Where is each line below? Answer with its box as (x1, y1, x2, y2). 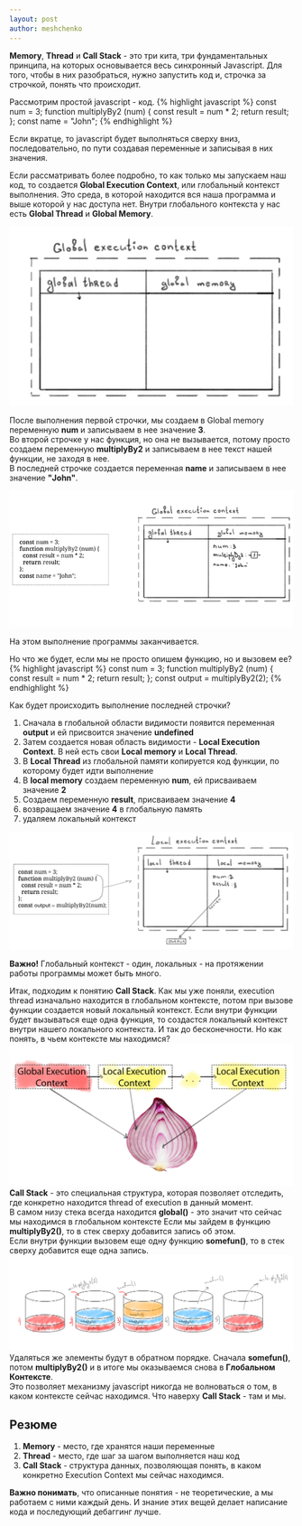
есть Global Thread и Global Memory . (9, 208, 153, 219)
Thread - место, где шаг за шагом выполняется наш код (22, 1450, 241, 1461)
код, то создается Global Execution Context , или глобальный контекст (9, 179, 280, 190)
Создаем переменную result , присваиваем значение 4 (22, 795, 236, 805)
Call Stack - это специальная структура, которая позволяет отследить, (9, 1187, 284, 1198)
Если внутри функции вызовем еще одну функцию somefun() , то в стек (9, 1235, 286, 1246)
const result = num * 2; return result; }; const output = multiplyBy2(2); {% (9, 673, 282, 684)
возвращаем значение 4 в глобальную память (22, 804, 203, 814)
